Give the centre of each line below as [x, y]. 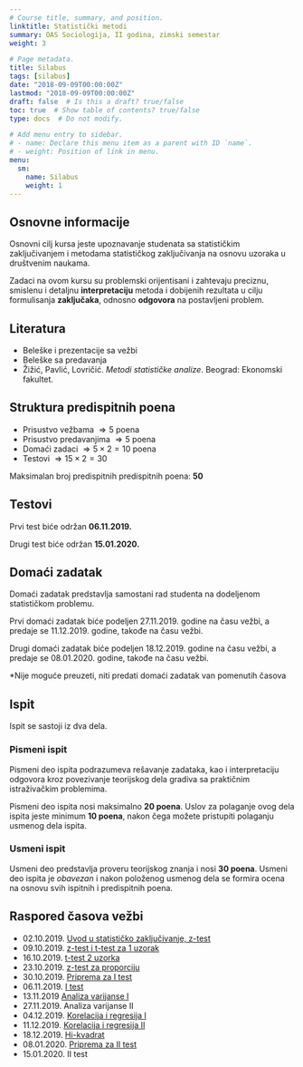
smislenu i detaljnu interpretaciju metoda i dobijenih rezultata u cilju [136, 290]
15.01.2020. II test [55, 1053]
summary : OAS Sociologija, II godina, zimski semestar [115, 34]
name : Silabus [52, 177]
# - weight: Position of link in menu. [85, 152]
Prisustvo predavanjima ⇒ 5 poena [89, 439]
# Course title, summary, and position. [87, 18]
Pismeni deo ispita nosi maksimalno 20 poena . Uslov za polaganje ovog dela [152, 806]
